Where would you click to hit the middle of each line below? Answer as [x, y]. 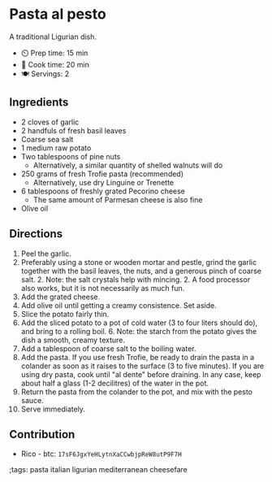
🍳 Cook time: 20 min [55, 64]
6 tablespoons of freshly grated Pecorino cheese [103, 191]
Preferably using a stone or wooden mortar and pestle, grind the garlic [139, 262]
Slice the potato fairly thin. [65, 314]
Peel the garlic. [46, 254]
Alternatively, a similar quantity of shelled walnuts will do [128, 165]
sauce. [32, 400]
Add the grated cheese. [60, 297]
